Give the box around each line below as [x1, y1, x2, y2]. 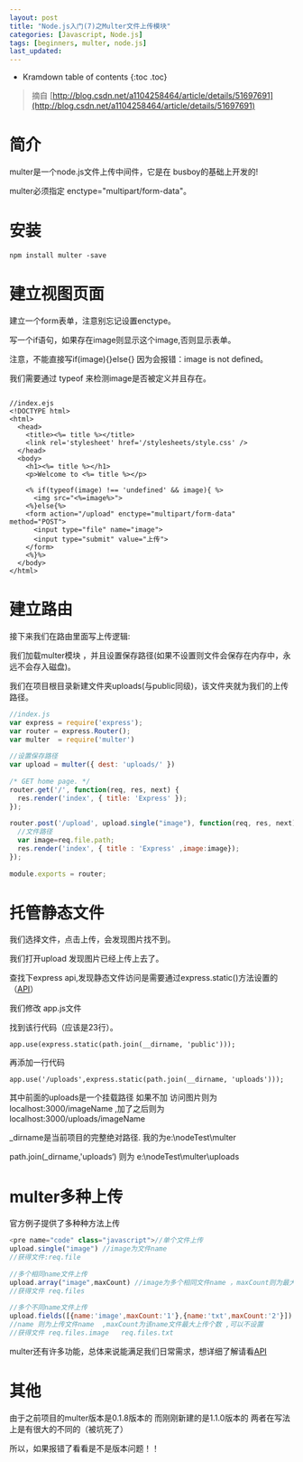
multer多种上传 [9, 1187, 124, 1206]
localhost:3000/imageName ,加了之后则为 [9, 1103, 165, 1114]
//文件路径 [17, 827, 53, 836]
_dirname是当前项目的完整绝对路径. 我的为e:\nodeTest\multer [9, 1132, 237, 1143]
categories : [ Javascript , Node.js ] [9, 30, 143, 39]
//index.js [9, 710, 50, 719]
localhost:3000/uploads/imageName [9, 1113, 146, 1124]
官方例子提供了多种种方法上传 [9, 1218, 120, 1229]
